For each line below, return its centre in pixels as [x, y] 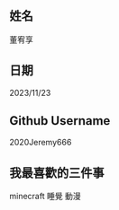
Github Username [60, 121]
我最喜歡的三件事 [57, 173]
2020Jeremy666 [41, 143]
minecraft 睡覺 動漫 [45, 197]
